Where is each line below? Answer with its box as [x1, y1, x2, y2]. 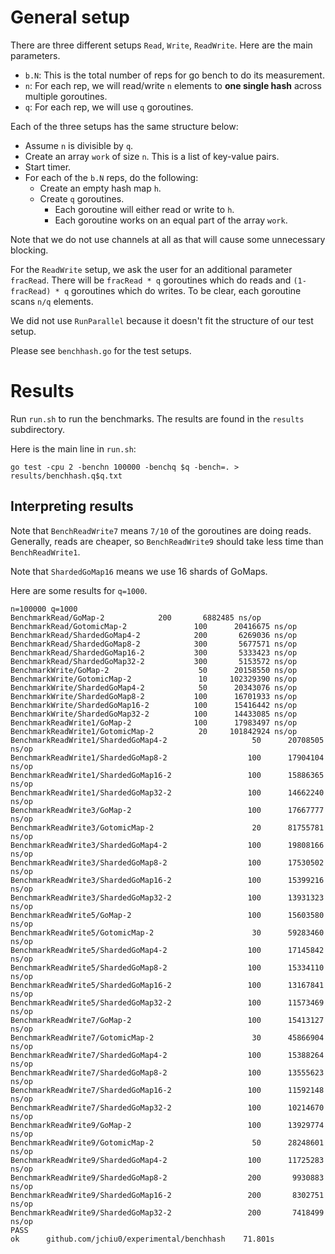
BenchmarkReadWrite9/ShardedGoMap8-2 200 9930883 [10, 1172, 325, 1183]
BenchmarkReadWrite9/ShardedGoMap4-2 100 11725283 [10, 1155, 325, 1165]
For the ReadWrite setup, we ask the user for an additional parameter [10, 263, 293, 275]
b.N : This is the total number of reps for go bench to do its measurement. [24, 69, 325, 81]
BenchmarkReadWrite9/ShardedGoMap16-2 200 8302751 [10, 1190, 325, 1200]
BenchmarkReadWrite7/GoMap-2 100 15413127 [10, 1015, 325, 1025]
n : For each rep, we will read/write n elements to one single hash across [24, 79, 322, 91]
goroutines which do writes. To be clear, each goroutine [71, 284, 302, 296]
